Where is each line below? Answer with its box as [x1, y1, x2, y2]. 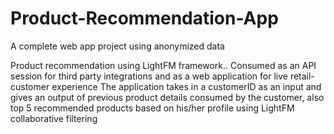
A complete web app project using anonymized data [10, 40, 225, 52]
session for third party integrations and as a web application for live [10, 70, 288, 82]
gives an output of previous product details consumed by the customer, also [10, 91, 325, 103]
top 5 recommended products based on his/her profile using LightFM [10, 102, 295, 114]
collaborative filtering [10, 112, 98, 124]
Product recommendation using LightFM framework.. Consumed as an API [10, 59, 317, 71]
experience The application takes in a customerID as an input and [51, 80, 322, 92]
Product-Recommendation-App [10, 7, 279, 30]
